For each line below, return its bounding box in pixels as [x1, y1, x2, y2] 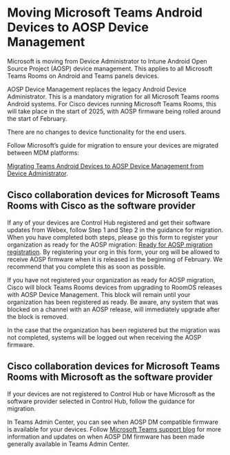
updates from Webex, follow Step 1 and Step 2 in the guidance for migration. [7, 226, 224, 234]
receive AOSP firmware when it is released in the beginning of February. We [7, 255, 222, 263]
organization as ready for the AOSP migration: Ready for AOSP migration [7, 240, 213, 249]
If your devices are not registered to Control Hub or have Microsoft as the [7, 389, 216, 398]
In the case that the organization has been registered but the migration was [7, 326, 220, 334]
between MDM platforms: [7, 148, 79, 157]
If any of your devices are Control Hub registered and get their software [7, 218, 211, 226]
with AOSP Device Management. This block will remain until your [7, 290, 191, 298]
